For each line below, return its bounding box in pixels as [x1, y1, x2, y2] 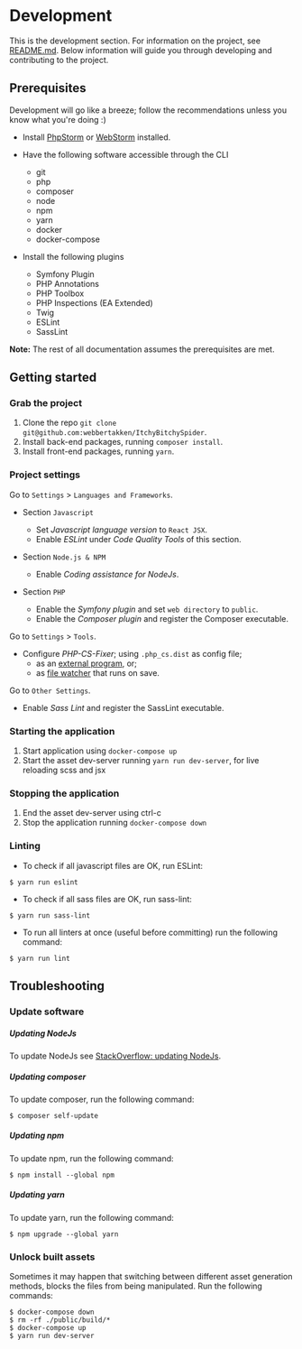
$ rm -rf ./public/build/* [9, 1316, 111, 1325]
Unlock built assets [9, 1251, 96, 1263]
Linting [9, 840, 41, 853]
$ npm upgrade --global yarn [9, 1229, 119, 1239]
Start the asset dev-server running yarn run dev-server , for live [22, 755, 260, 766]
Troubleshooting [9, 978, 105, 993]
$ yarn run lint [9, 954, 70, 963]
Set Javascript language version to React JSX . [35, 524, 208, 535]
